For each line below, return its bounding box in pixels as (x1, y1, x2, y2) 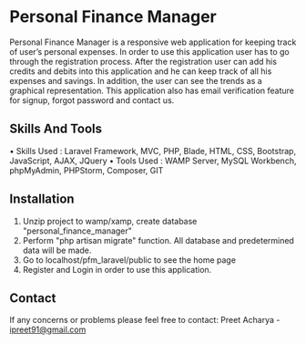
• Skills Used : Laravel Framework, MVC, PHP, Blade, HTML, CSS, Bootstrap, (9, 145, 297, 156)
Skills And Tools (9, 121, 103, 137)
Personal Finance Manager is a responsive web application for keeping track (9, 36, 297, 47)
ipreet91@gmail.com (9, 324, 87, 335)
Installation (9, 192, 75, 207)
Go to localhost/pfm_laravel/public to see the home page (22, 254, 237, 266)
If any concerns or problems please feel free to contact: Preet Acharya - (9, 315, 280, 326)
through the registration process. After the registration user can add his (9, 56, 278, 67)
